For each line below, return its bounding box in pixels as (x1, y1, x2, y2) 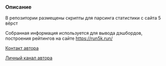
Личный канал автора (5, 55, 53, 61)
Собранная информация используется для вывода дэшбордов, (5, 30, 143, 36)
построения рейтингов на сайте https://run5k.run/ (5, 35, 113, 41)
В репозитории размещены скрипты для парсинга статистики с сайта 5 (5, 15, 161, 21)
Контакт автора (5, 45, 39, 51)
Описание (5, 4, 32, 11)
